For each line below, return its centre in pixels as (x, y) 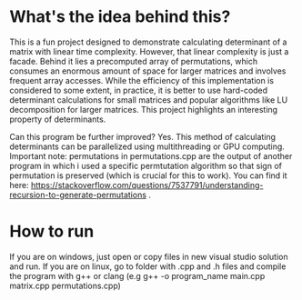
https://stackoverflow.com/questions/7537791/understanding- (147, 185)
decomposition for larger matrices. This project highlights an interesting (144, 109)
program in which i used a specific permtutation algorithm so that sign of (146, 165)
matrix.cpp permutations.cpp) (65, 285)
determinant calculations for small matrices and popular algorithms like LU (149, 100)
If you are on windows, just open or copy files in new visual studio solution (149, 256)
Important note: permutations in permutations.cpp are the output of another (151, 155)
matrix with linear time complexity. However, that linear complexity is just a (149, 51)
